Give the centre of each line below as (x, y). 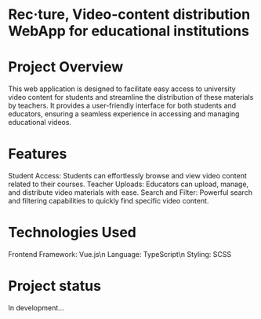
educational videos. (40, 123)
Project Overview (66, 67)
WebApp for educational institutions (129, 31)
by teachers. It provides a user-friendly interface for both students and (122, 106)
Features (38, 154)
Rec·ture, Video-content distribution (129, 15)
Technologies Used (72, 233)
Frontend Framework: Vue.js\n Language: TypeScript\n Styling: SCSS (120, 254)
